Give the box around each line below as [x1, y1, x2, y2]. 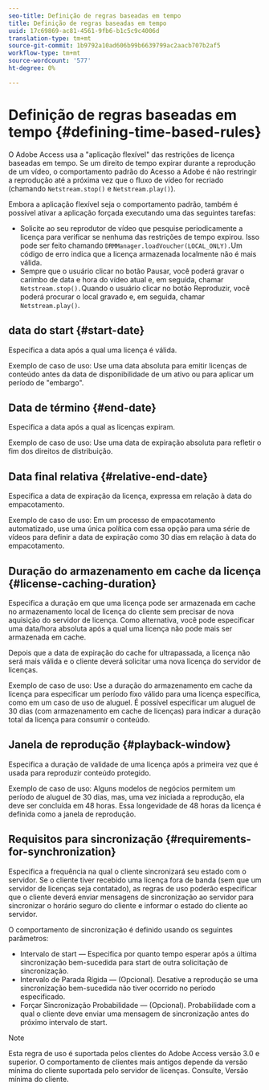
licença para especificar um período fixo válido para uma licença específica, [8, 689, 261, 698]
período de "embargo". [8, 377, 84, 387]
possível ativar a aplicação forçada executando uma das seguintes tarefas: [8, 208, 256, 217]
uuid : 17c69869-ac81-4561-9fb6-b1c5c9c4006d [8, 27, 160, 35]
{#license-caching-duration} [8, 577, 157, 590]
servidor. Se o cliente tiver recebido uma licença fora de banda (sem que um [8, 874, 262, 885]
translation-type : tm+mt [8, 34, 92, 43]
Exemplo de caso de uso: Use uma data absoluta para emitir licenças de [8, 360, 247, 370]
